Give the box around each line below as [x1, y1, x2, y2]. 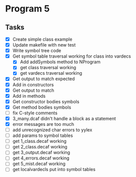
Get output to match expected [12, 76, 75, 82]
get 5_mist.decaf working [12, 161, 65, 167]
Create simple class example [12, 36, 73, 42]
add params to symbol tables [12, 132, 73, 138]
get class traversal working [20, 65, 77, 71]
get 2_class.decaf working [12, 144, 67, 150]
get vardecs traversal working [20, 70, 82, 76]
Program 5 [5, 3, 50, 15]
